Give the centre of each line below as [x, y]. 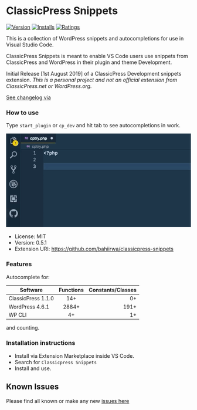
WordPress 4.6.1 [29, 307]
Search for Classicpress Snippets [55, 362]
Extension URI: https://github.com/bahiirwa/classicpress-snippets [94, 249]
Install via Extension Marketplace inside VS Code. [74, 355]
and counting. [23, 328]
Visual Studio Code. [30, 45]
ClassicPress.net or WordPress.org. [49, 86]
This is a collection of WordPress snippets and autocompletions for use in [95, 38]
